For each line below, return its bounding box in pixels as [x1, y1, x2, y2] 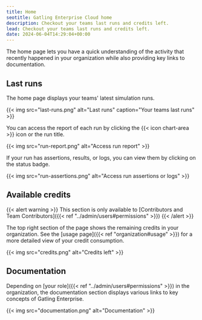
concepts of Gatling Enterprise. [6, 295, 84, 302]
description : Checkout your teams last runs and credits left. [6, 20, 169, 26]
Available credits [6, 190, 71, 200]
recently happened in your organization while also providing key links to [6, 54, 185, 62]
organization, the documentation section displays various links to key [6, 289, 178, 296]
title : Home [6, 8, 36, 15]
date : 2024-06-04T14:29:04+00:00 [6, 31, 91, 38]
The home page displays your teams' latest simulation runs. [6, 94, 155, 102]
